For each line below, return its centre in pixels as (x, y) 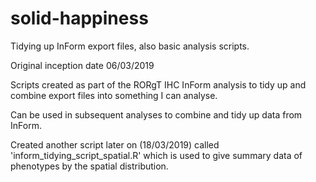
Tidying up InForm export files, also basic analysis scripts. (130, 46)
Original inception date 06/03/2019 (82, 65)
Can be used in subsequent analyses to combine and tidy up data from (156, 114)
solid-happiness (79, 18)
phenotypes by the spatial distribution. (89, 166)
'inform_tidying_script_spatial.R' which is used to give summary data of (156, 155)
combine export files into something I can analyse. (114, 95)
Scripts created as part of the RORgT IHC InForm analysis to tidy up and (158, 84)
